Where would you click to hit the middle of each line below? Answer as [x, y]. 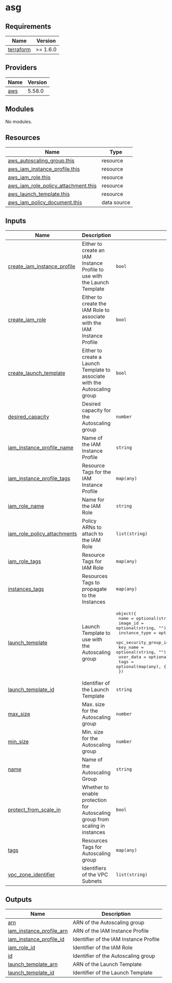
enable [90, 794]
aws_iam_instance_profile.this [44, 169]
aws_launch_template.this [39, 194]
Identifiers [94, 868]
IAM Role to [96, 310]
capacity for [96, 410]
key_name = [131, 648]
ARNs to [92, 527]
